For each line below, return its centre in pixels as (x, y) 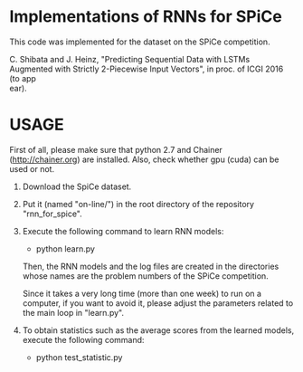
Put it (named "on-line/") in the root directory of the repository (138, 204)
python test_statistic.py (79, 357)
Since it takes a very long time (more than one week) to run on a (142, 293)
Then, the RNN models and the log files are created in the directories (151, 266)
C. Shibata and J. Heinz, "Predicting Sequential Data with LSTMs (130, 59)
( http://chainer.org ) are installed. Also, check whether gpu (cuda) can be (144, 159)
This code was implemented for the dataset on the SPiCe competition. (140, 42)
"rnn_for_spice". (52, 214)
